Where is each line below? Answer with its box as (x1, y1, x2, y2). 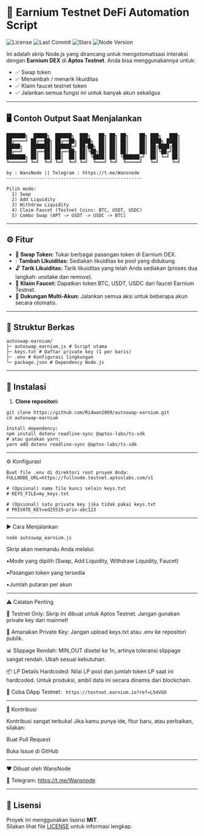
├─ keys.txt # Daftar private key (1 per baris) (6, 349, 132, 355)
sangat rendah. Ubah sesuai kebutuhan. (6, 656, 106, 663)
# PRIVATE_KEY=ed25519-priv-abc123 (6, 507, 97, 513)
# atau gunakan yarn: (6, 436, 61, 442)
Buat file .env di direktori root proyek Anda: (6, 470, 129, 476)
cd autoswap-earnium (6, 415, 59, 421)
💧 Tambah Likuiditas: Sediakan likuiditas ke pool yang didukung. (15, 257, 177, 264)
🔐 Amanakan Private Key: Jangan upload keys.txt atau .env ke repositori (6, 628, 186, 636)
